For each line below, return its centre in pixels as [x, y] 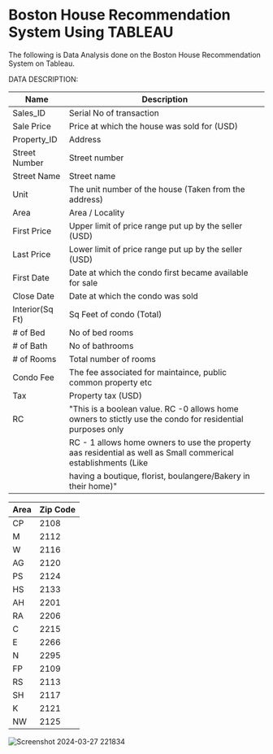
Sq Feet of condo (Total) [115, 314]
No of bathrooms [101, 346]
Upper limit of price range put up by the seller [156, 225]
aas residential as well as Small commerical [151, 452]
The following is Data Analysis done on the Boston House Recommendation [135, 54]
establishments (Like [108, 463]
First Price [32, 231]
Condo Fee [33, 377]
